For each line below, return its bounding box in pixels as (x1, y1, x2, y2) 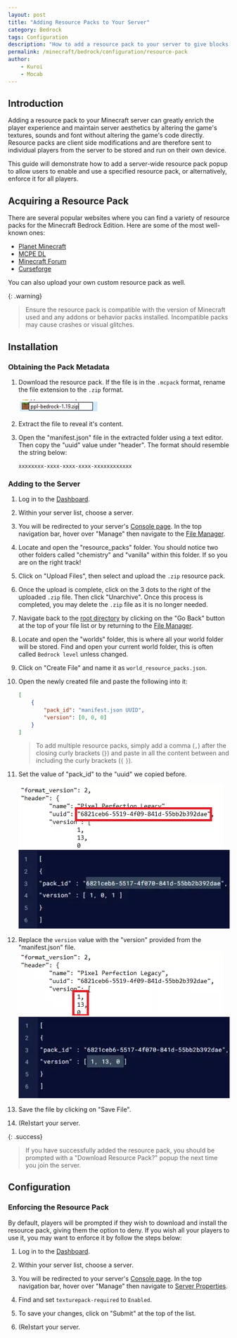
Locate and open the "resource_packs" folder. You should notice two (18, 543, 219, 552)
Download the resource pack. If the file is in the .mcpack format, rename (18, 378, 226, 386)
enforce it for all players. (8, 174, 79, 183)
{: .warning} (8, 292, 43, 300)
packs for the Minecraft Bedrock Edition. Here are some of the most (8, 221, 205, 230)
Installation (8, 341, 58, 353)
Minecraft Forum (18, 257, 67, 266)
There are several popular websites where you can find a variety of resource (8, 214, 230, 222)
